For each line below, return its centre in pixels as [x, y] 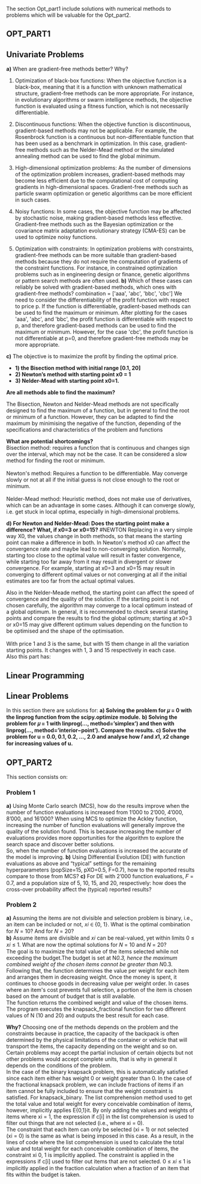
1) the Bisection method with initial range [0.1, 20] [78, 368]
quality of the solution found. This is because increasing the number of [94, 831]
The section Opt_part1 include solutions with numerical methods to [89, 9]
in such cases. [33, 200]
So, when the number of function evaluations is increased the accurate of [97, 851]
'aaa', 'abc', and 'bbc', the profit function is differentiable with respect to [104, 319]
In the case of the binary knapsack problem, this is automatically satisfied [97, 1071]
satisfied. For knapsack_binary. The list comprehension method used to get [99, 1097]
